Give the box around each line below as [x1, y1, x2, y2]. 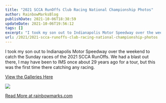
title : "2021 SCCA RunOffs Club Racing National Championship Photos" [5, 7, 154, 12]
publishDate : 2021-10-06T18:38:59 [5, 16, 77, 21]
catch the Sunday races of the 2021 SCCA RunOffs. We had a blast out [5, 53, 149, 59]
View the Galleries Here [5, 74, 53, 80]
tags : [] [5, 26, 23, 31]
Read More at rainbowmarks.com [5, 93, 73, 99]
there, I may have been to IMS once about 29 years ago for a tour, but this [5, 59, 156, 65]
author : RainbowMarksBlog [5, 12, 58, 17]
